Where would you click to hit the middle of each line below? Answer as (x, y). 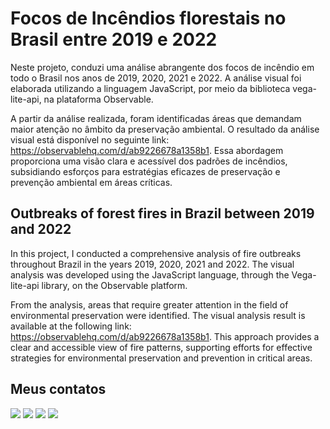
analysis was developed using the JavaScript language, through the (150, 274)
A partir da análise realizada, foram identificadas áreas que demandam (156, 118)
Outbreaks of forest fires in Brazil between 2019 (162, 213)
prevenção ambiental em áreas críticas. (91, 182)
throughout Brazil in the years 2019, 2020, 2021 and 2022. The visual (152, 264)
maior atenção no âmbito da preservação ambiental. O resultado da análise (165, 129)
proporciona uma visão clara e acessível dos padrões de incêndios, (149, 161)
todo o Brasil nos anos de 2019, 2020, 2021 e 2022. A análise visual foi (156, 78)
